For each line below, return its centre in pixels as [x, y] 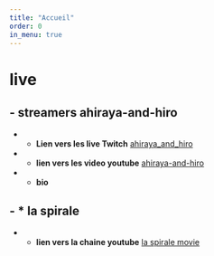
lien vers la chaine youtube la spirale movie [118, 242]
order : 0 [26, 26]
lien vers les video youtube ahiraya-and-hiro [120, 163]
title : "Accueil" [42, 18]
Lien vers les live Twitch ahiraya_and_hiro [114, 144]
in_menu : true [36, 34]
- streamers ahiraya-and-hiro [93, 113]
